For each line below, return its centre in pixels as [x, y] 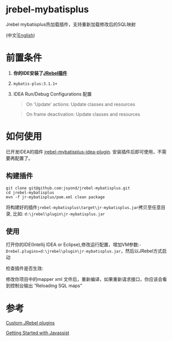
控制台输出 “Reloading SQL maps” [46, 286]
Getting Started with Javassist [38, 333]
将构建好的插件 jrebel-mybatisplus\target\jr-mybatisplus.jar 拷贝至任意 [83, 207]
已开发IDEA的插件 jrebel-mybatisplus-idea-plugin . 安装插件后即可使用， [82, 151]
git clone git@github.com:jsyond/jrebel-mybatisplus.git [68, 188]
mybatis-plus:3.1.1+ [35, 84]
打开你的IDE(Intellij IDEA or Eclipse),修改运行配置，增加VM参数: [73, 244]
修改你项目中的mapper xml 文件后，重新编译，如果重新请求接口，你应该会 [84, 279]
